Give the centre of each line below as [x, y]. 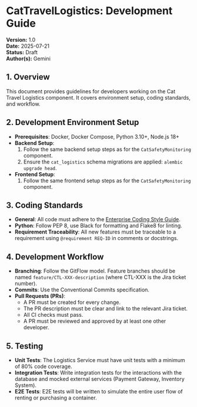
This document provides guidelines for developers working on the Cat [91, 91]
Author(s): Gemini [29, 58]
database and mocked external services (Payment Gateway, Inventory [100, 379]
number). [26, 284]
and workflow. [23, 104]
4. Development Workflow [55, 257]
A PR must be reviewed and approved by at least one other [95, 321]
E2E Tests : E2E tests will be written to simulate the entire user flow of [99, 391]
